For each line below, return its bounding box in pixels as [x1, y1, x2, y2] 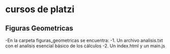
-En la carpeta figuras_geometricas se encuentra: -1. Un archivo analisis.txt [5, 37, 163, 43]
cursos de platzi [5, 4, 75, 15]
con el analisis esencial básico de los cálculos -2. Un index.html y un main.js [5, 43, 165, 49]
